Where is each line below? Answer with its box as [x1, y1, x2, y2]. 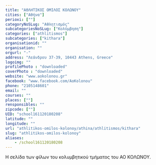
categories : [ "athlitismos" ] [5, 31, 68, 36]
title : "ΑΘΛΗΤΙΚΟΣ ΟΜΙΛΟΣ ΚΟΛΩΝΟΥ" [5, 7, 81, 13]
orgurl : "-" [5, 50, 31, 55]
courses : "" [5, 93, 31, 98]
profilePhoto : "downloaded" [5, 64, 68, 69]
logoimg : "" [5, 60, 31, 65]
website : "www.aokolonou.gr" [5, 74, 68, 79]
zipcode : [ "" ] [5, 107, 36, 112]
